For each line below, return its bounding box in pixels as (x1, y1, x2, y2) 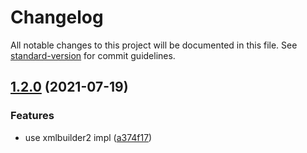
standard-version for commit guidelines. (10, 49, 176, 61)
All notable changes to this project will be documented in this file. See (10, 39, 298, 51)
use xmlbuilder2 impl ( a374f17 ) (24, 131, 153, 143)
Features (10, 109, 55, 123)
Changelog (10, 6, 104, 29)
